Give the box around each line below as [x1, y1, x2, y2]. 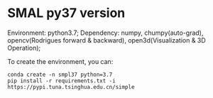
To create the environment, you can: [7, 57, 114, 65]
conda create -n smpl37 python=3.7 [7, 71, 113, 78]
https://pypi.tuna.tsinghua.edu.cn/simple [7, 83, 135, 90]
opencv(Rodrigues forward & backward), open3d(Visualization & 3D [7, 36, 206, 44]
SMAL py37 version [7, 5, 126, 21]
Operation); [7, 43, 41, 52]
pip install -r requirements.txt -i [7, 77, 116, 85]
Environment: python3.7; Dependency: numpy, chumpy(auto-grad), [7, 28, 204, 37]
